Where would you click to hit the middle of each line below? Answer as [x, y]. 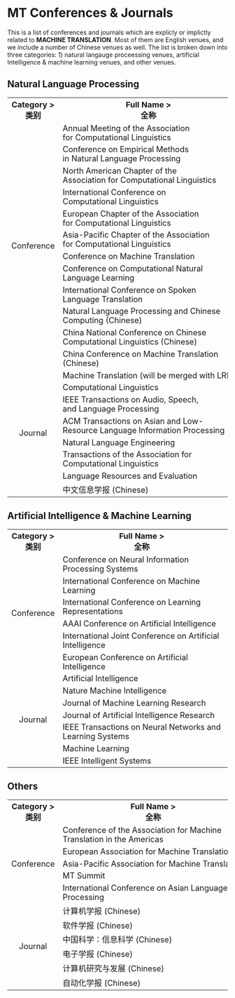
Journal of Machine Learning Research [134, 703]
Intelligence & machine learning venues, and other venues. [92, 62]
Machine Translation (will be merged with [139, 375]
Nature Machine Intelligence [114, 691]
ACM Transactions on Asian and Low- [133, 421]
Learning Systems [96, 736]
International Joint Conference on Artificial [141, 636]
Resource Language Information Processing [144, 430]
